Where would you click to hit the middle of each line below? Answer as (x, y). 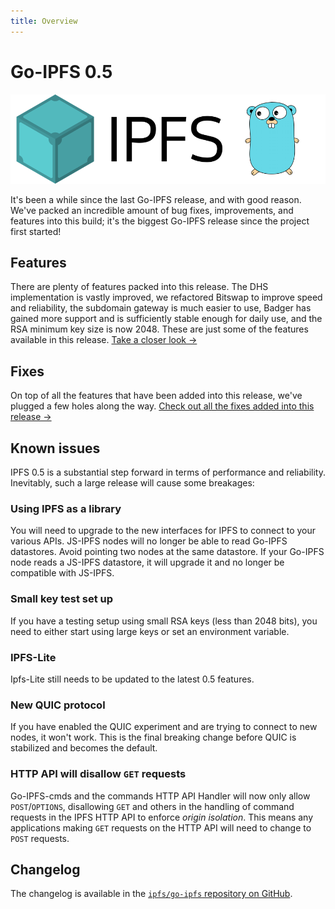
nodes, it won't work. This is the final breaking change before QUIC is (153, 737)
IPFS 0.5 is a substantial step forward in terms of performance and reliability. (168, 472)
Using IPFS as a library (66, 508)
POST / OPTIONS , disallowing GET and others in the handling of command (152, 806)
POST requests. (40, 838)
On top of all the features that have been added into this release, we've (156, 396)
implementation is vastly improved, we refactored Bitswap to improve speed (166, 297)
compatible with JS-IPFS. (62, 573)
